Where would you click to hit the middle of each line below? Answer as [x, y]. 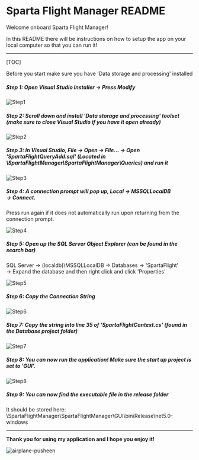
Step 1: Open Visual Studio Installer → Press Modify [71, 87]
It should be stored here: [36, 409]
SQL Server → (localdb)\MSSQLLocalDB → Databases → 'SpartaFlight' [92, 265]
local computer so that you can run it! [52, 45]
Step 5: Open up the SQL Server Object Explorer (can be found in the [92, 244]
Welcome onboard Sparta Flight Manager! [57, 27]
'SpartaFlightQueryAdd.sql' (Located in [56, 157]
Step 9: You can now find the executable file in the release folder [87, 394]
